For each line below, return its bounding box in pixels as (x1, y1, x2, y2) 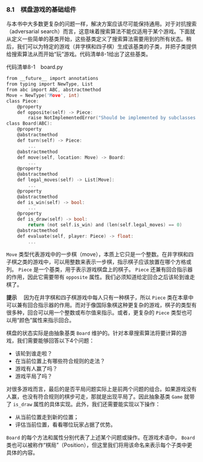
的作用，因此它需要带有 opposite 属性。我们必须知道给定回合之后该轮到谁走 (6, 273, 195, 280)
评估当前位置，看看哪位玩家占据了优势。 (14, 421, 116, 428)
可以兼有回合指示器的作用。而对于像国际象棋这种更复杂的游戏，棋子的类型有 (6, 301, 197, 308)
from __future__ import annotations (6, 76, 98, 82)
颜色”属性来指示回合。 (19, 316, 75, 323)
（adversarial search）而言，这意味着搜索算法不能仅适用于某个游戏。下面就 (6, 28, 195, 35)
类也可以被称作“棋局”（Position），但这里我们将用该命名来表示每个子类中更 (6, 441, 193, 449)
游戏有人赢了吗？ (14, 365, 58, 372)
